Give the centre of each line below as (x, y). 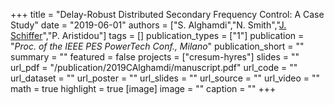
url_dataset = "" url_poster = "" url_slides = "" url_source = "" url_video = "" (165, 78)
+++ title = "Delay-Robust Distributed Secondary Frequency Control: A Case (167, 14)
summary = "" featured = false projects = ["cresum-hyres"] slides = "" (155, 57)
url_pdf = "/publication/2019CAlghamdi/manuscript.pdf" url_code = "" (154, 67)
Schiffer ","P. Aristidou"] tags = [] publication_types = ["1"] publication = (157, 35)
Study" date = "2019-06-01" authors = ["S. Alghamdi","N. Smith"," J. (148, 25)
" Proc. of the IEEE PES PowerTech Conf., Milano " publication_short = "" (157, 46)
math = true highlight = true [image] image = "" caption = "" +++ (143, 88)
